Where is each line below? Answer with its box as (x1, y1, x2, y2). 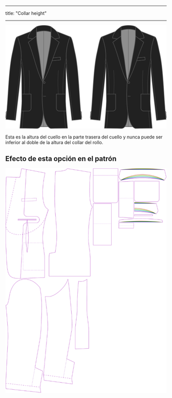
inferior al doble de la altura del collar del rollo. (5, 140, 103, 146)
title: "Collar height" (5, 10, 47, 16)
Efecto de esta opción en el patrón (5, 154, 117, 163)
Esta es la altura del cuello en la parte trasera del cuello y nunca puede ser (5, 134, 163, 140)
